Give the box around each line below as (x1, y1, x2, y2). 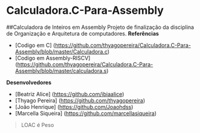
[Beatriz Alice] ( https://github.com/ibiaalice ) (15, 90, 124, 97)
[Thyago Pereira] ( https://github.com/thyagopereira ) (15, 97, 146, 104)
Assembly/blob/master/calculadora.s (15, 67, 107, 74)
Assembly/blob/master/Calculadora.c (15, 48, 108, 55)
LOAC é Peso (21, 121, 54, 128)
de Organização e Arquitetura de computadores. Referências (6, 29, 159, 37)
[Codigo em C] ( (15, 42, 56, 49)
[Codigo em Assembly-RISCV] (15, 54, 91, 61)
